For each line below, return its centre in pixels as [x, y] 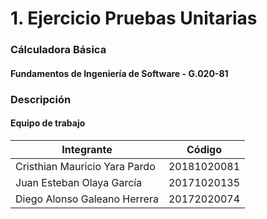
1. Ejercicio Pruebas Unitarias [134, 18]
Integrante [87, 149]
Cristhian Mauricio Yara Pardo [85, 166]
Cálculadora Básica [58, 50]
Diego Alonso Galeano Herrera [87, 199]
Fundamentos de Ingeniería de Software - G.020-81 [119, 73]
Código [204, 149]
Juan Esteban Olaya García [79, 182]
